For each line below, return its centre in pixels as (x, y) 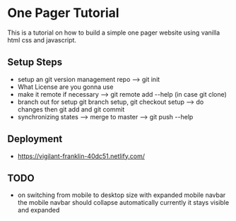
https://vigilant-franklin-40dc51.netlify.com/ (81, 156)
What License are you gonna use (65, 87)
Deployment (35, 139)
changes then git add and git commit (71, 109)
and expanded (39, 210)
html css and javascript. (42, 40)
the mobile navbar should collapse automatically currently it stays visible (123, 203)
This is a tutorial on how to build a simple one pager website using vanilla (114, 32)
